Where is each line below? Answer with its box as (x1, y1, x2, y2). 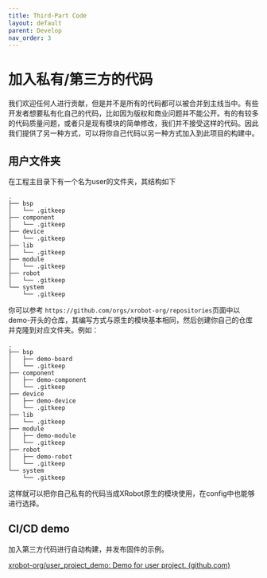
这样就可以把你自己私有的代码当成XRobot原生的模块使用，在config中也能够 (8, 489, 256, 498)
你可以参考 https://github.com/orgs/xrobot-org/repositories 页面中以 (8, 305, 241, 315)
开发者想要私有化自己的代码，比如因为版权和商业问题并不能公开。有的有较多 (8, 108, 259, 118)
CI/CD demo (8, 522, 70, 536)
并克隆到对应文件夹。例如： (8, 325, 99, 335)
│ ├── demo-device (8, 397, 77, 405)
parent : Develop (8, 26, 62, 34)
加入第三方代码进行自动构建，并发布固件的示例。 (8, 544, 168, 554)
